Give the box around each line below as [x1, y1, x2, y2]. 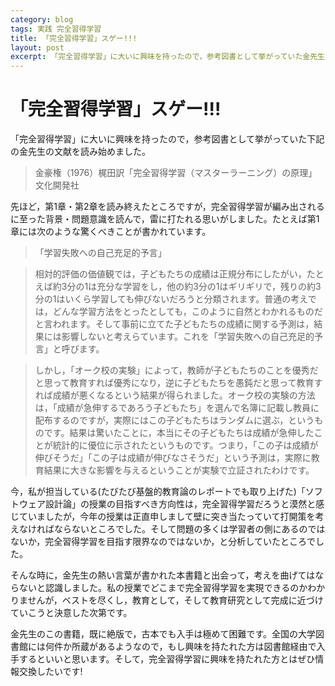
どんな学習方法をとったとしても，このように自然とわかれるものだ [52, 306, 323, 318]
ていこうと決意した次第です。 [10, 607, 133, 619]
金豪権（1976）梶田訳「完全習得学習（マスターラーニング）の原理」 [34, 167, 318, 179]
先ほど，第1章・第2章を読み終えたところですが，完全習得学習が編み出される [10, 201, 325, 213]
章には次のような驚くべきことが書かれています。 [10, 226, 212, 238]
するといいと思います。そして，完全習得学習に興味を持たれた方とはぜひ [18, 653, 316, 665]
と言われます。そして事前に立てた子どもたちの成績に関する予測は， [34, 318, 315, 330]
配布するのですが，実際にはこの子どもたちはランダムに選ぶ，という [34, 414, 315, 426]
